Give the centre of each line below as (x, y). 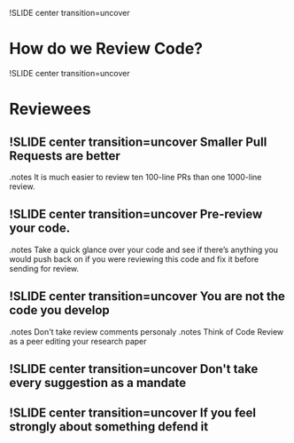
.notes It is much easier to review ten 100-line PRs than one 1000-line (135, 177)
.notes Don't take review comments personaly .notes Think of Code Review (147, 331)
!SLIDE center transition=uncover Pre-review (136, 214)
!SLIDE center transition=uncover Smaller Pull (138, 142)
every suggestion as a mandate (98, 382)
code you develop (60, 310)
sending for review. (44, 268)
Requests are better (65, 156)
